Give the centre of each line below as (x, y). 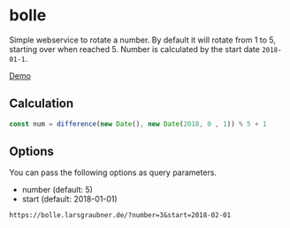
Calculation (42, 104)
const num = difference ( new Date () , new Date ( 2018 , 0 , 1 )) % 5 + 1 (138, 124)
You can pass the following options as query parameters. (113, 172)
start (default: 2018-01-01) (69, 199)
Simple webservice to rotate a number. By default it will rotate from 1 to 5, (143, 40)
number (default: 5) (57, 190)
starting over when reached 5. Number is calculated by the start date (135, 49)
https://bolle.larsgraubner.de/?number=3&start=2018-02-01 (120, 216)
